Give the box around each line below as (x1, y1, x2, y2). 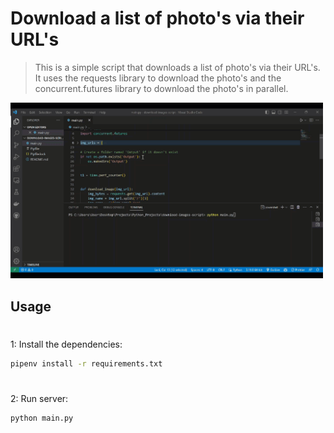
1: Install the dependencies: (10, 338, 123, 350)
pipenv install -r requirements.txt (10, 358, 163, 369)
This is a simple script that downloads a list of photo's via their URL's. (34, 61, 321, 73)
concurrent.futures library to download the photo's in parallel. (34, 82, 289, 94)
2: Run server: (10, 392, 69, 404)
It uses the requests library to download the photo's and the (34, 72, 282, 84)
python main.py (10, 413, 74, 423)
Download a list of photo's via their (10, 7, 305, 30)
